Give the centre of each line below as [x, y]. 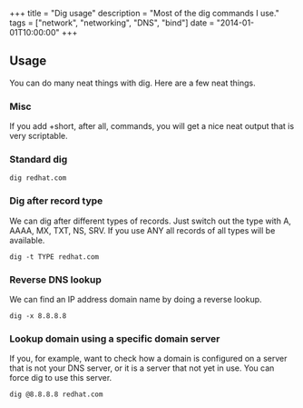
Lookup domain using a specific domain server [115, 338]
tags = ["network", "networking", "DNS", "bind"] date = [112, 23]
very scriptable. [39, 136]
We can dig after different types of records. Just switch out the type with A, [151, 221]
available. [27, 240]
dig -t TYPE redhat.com [54, 257]
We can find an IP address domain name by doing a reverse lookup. [136, 299]
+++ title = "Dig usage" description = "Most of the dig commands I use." [144, 13]
